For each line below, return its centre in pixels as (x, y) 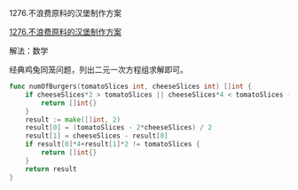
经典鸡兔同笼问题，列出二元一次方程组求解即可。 (98, 70)
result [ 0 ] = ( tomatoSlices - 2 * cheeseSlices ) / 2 (119, 128)
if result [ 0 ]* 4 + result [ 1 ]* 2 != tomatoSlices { (113, 145)
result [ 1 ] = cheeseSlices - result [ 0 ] (97, 136)
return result (51, 169)
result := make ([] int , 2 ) (73, 119)
